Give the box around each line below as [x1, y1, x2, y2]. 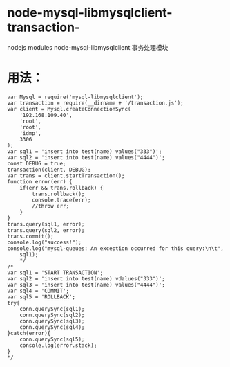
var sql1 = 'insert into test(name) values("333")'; [7, 147, 162, 155]
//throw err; [32, 202, 70, 209]
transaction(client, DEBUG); [7, 166, 91, 173]
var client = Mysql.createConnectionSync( [7, 105, 131, 112]
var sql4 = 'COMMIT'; [7, 287, 70, 294]
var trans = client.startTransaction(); [7, 172, 126, 179]
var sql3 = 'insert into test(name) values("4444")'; [7, 281, 166, 288]
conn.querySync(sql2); [19, 312, 85, 319]
